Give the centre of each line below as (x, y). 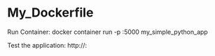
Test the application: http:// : (47, 45)
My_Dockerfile (50, 13)
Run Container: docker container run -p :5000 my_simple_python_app (107, 32)
